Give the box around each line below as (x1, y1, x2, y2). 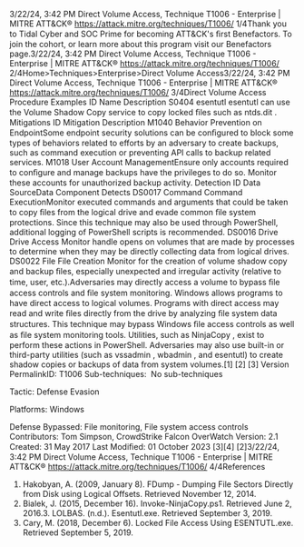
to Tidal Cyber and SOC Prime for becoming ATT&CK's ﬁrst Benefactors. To (9, 28, 292, 39)
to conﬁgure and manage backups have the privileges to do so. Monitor (9, 167, 277, 177)
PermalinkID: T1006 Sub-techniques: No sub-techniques (9, 369, 223, 379)
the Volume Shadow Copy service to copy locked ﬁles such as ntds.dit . (9, 107, 278, 117)
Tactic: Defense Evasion (9, 386, 100, 397)
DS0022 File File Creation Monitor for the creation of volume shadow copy (9, 255, 288, 266)
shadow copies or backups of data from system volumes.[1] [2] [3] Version (9, 359, 289, 370)
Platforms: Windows (9, 404, 84, 414)
